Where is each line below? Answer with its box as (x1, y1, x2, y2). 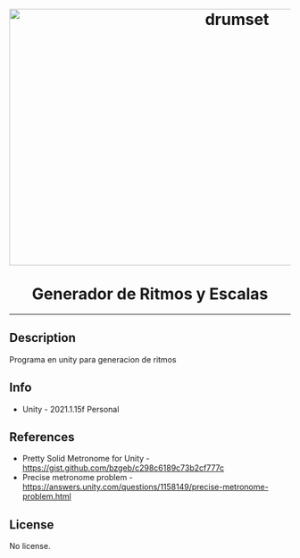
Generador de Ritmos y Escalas (31, 284, 269, 304)
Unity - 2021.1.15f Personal (21, 404, 120, 414)
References (9, 429, 75, 445)
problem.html (21, 491, 71, 502)
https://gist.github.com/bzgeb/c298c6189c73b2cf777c (21, 462, 225, 473)
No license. (9, 541, 51, 552)
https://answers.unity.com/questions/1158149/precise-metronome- (21, 481, 270, 493)
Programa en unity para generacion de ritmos (9, 354, 177, 364)
